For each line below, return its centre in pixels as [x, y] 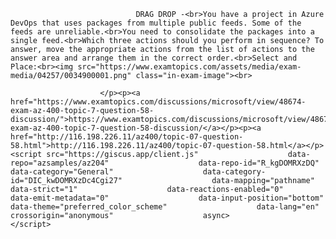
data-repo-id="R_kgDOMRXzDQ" [259, 163]
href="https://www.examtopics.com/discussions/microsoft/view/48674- [158, 102]
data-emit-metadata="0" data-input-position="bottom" [167, 198]
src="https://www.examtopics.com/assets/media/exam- [189, 67]
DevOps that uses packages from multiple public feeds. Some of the [156, 23]
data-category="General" [62, 172]
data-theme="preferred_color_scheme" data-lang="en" [165, 207]
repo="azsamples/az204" [60, 163]
